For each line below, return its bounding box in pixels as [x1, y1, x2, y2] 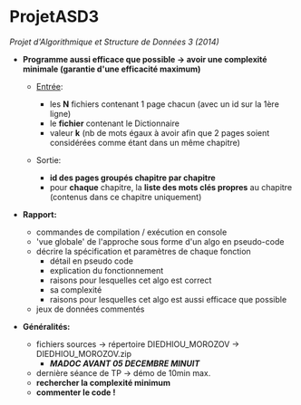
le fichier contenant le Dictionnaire [49, 118, 180, 129]
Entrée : [35, 81, 63, 92]
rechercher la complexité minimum [35, 377, 170, 388]
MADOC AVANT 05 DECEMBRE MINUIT [49, 358, 200, 369]
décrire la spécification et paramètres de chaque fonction [35, 246, 251, 256]
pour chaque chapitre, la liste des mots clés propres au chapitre [49, 181, 293, 192]
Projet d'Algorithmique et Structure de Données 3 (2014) [9, 36, 219, 47]
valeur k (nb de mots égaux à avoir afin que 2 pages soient [49, 127, 270, 138]
